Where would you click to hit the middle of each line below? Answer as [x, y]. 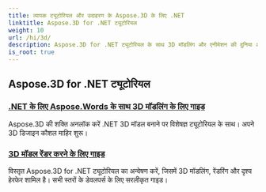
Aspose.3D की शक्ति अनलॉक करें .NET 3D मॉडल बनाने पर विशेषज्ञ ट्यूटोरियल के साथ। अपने [131, 124]
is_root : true [32, 52]
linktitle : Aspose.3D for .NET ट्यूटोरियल [72, 23]
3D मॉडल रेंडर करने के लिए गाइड [57, 153]
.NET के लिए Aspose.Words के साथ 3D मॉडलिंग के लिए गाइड [107, 107]
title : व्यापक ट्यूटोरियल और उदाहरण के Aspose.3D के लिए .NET [96, 15]
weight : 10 [26, 30]
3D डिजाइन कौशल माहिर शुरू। [48, 133]
